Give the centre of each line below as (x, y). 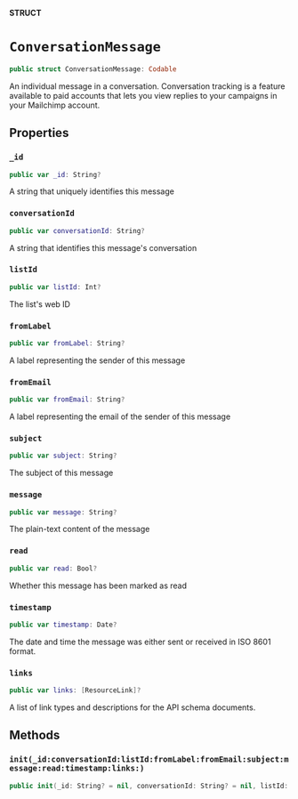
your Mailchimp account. (55, 105)
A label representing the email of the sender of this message (120, 416)
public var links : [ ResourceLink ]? (75, 690)
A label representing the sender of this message (97, 360)
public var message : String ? (63, 512)
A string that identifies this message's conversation (103, 247)
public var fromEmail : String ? (67, 399)
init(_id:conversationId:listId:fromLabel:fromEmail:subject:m (149, 759)
